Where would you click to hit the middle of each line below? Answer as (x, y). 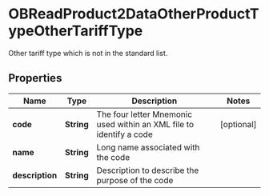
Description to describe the (148, 170)
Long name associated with (148, 147)
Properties (35, 78)
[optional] (238, 124)
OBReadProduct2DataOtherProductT (134, 14)
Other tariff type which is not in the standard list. (88, 53)
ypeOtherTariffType (76, 31)
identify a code (125, 134)
